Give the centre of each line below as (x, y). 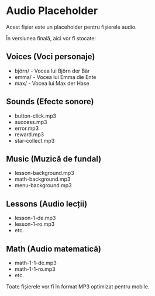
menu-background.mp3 (43, 185)
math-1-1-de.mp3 (35, 263)
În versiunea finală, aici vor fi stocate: (51, 38)
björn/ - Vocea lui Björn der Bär (52, 71)
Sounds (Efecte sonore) (50, 101)
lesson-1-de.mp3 (35, 218)
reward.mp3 (29, 134)
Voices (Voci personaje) (51, 57)
